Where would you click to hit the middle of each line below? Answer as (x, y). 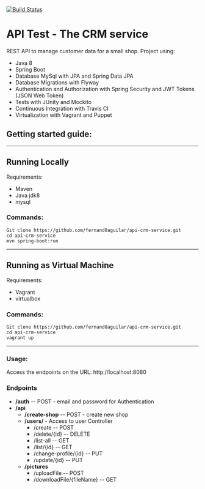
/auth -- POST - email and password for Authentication (85, 401)
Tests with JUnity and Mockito (53, 102)
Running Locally (38, 162)
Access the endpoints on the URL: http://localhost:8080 (76, 372)
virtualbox (28, 298)
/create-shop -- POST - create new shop (76, 414)
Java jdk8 (27, 195)
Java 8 (23, 63)
